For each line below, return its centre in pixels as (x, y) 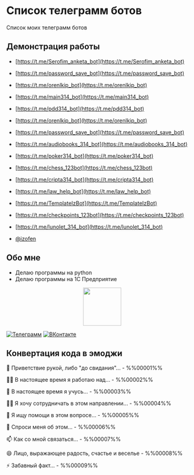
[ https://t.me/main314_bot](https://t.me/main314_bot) (82, 97)
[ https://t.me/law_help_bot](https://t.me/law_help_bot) (83, 191)
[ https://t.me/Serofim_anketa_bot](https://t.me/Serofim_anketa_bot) (100, 61)
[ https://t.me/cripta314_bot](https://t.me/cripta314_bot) (84, 179)
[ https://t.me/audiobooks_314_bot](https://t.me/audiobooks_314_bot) (101, 144)
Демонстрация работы (53, 47)
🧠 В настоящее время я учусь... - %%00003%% (69, 391)
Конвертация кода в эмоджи (64, 353)
